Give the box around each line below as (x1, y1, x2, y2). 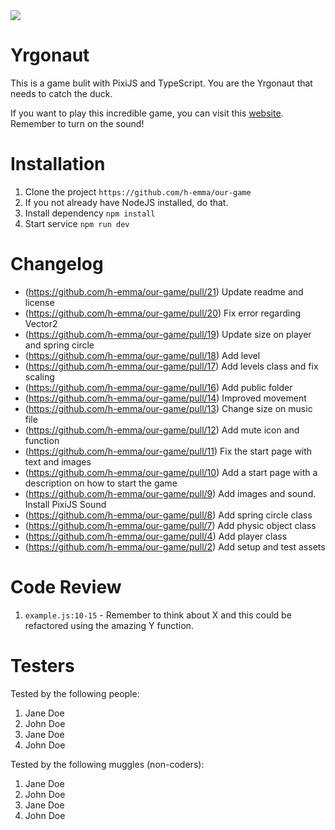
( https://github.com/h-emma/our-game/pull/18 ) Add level (24, 349, 261, 361)
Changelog (10, 253, 104, 276)
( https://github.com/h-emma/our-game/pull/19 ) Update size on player (24, 328, 312, 340)
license (24, 296, 55, 308)
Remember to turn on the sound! (10, 117, 145, 129)
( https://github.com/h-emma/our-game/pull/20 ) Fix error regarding (24, 307, 302, 319)
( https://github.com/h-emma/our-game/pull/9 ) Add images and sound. (24, 487, 317, 499)
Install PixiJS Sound (24, 498, 107, 510)
